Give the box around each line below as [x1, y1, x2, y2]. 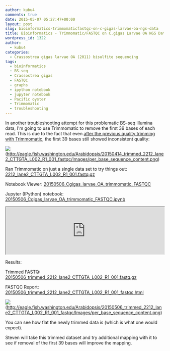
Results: [5, 259, 22, 265]
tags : [5, 59, 17, 64]
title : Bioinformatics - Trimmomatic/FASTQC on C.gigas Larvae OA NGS [5, 31, 156, 36]
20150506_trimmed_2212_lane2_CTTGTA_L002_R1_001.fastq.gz [5, 274, 137, 280]
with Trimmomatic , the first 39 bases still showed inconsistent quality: [5, 136, 150, 142]
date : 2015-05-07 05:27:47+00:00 [5, 17, 75, 22]
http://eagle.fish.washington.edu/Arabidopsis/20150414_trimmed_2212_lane [7, 151, 164, 157]
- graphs [10, 82, 28, 87]
